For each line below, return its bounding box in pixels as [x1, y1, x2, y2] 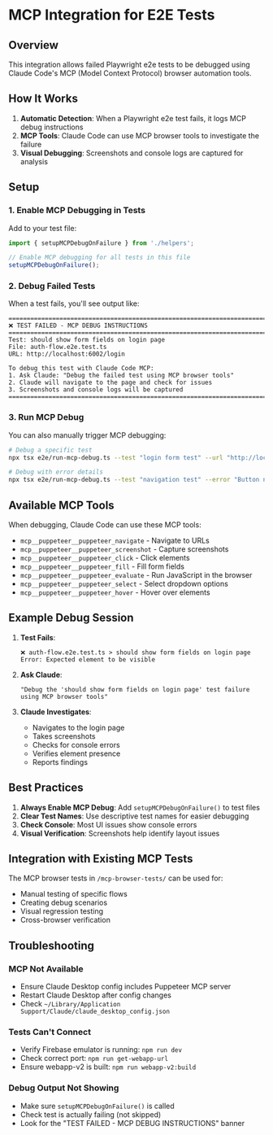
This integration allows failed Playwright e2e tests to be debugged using [8, 59, 250, 69]
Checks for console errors [32, 740, 120, 749]
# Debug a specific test [8, 446, 93, 454]
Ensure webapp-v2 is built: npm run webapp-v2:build [19, 1062, 197, 1072]
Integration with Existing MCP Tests [8, 852, 193, 866]
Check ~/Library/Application [19, 999, 121, 1009]
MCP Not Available [8, 963, 84, 974]
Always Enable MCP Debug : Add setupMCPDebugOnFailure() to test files [19, 802, 260, 812]
